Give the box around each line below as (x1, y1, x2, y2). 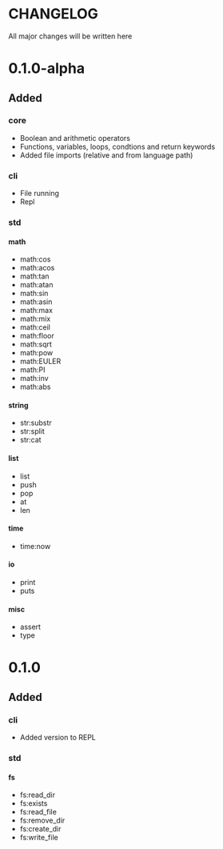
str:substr (19, 418, 52, 428)
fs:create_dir (19, 824, 62, 834)
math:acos (19, 263, 55, 273)
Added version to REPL (19, 733, 96, 743)
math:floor (19, 331, 54, 341)
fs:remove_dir (19, 815, 66, 825)
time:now (19, 541, 51, 551)
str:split (19, 427, 46, 436)
